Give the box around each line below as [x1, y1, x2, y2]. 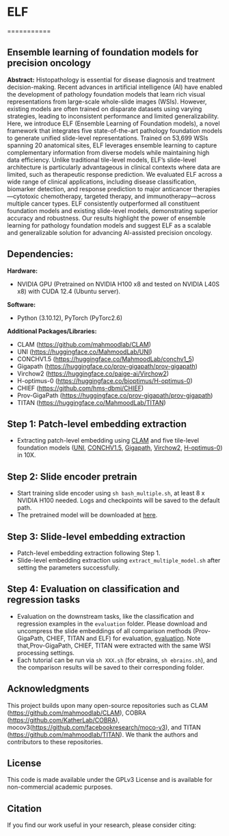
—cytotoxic [7, 192, 40, 200]
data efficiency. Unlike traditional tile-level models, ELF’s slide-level [7, 156, 197, 164]
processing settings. [16, 648, 75, 656]
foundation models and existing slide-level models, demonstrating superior [7, 206, 218, 214]
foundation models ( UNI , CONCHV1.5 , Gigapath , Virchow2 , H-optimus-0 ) [16, 443, 223, 452]
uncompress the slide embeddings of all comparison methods [16, 626, 191, 635]
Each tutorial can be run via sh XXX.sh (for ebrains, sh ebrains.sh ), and [16, 656, 217, 664]
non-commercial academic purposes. [7, 783, 113, 791]
